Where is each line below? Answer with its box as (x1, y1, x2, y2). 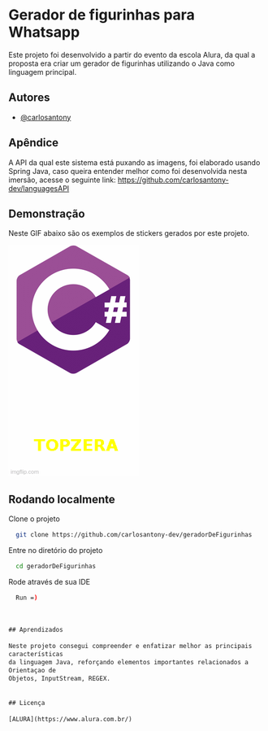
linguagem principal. (8, 67, 77, 76)
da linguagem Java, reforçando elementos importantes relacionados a (8, 658, 249, 666)
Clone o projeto (8, 514, 61, 524)
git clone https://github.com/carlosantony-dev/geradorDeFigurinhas (15, 531, 253, 539)
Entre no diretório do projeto (8, 546, 103, 555)
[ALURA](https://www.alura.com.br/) (8, 715, 132, 723)
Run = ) (15, 594, 38, 602)
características (8, 650, 63, 658)
